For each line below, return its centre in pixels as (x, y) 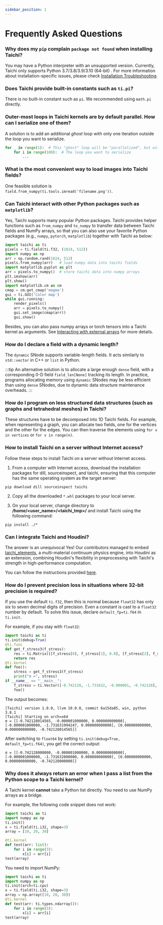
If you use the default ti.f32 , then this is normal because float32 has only (79, 602)
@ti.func (14, 645)
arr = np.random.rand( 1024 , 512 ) (39, 259)
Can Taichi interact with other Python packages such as (72, 203)
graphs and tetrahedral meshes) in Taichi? (56, 409)
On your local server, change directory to (53, 505)
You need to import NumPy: (33, 868)
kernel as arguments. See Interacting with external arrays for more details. (79, 332)
